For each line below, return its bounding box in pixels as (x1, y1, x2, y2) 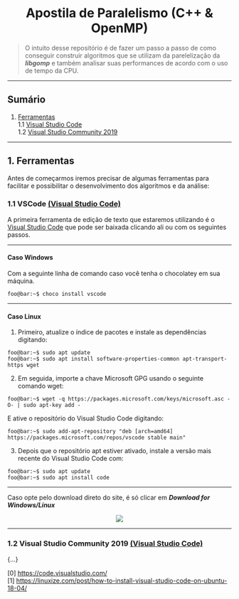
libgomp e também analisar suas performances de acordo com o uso (24, 58, 228, 67)
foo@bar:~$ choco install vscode (7, 290, 107, 298)
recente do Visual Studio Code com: (17, 454, 124, 463)
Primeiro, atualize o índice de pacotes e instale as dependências (17, 328, 207, 336)
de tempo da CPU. (24, 66, 79, 75)
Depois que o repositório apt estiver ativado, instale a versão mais (17, 447, 212, 455)
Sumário (7, 94, 46, 106)
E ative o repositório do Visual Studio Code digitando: (7, 414, 164, 423)
